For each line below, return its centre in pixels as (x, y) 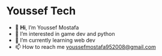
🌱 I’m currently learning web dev (55, 40)
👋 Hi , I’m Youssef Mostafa (47, 27)
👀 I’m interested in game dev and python (65, 33)
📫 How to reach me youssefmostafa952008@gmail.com (85, 46)
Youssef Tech (41, 11)
